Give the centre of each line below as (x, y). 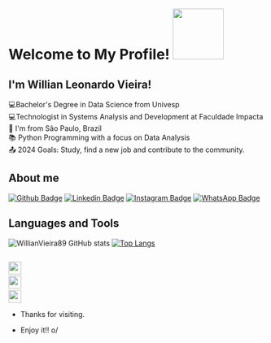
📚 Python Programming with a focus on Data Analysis (99, 137)
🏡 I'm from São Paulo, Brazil (55, 128)
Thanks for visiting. (52, 314)
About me (34, 178)
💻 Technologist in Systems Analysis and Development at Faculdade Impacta (136, 117)
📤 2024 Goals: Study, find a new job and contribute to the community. (127, 150)
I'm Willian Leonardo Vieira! (80, 84)
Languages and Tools (64, 224)
